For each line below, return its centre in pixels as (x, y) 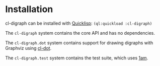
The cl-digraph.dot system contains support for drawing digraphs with (79, 43)
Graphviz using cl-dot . (28, 48)
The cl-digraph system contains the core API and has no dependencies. (80, 33)
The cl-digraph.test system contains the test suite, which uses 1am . (77, 58)
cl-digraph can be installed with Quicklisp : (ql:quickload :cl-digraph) (79, 23)
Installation (29, 9)
